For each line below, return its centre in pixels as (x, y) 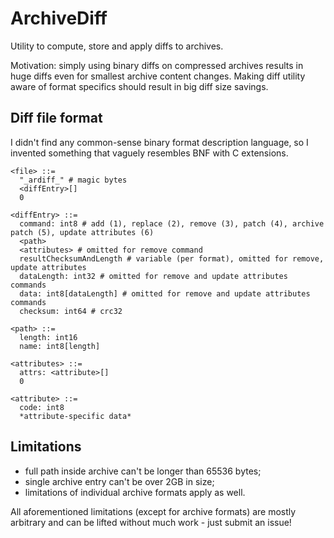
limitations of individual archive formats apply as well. (135, 492)
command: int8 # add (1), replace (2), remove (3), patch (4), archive (172, 223)
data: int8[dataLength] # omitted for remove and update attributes (165, 293)
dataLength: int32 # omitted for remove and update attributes (153, 276)
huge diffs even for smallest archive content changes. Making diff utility (158, 76)
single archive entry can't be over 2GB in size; (119, 481)
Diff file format (56, 118)
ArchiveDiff (59, 18)
